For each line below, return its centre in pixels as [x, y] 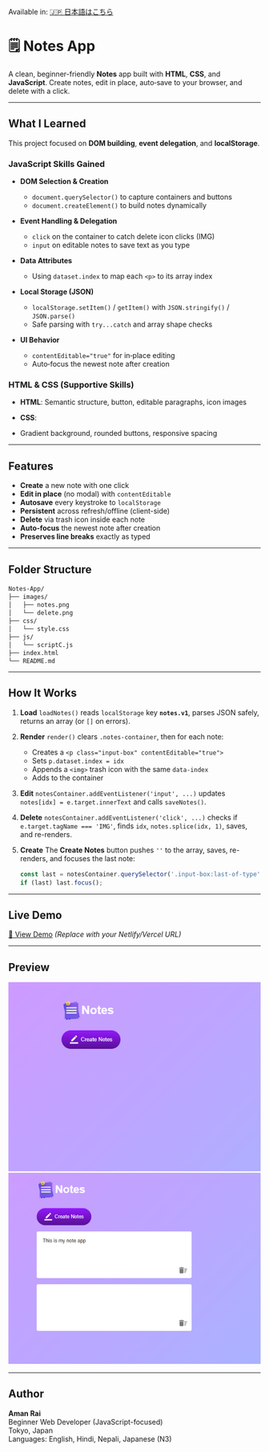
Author [26, 1394]
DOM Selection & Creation [64, 181]
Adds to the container [68, 778]
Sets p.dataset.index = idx [78, 760]
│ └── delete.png [41, 612]
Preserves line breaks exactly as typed [85, 537]
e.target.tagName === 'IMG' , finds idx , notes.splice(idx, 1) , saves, [134, 826]
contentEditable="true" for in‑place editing [103, 356]
